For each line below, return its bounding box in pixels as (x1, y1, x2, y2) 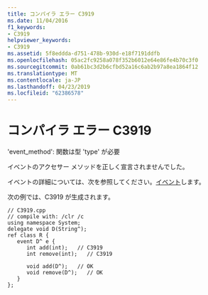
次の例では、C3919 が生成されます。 (7, 193, 115, 201)
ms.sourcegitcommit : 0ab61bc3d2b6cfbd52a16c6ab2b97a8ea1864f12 (7, 63, 199, 70)
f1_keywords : (7, 23, 46, 31)
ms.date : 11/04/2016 (7, 17, 69, 24)
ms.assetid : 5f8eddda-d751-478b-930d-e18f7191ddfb (7, 50, 160, 58)
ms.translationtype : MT (7, 70, 78, 77)
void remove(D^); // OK (26, 269, 103, 277)
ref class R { (7, 232, 50, 239)
